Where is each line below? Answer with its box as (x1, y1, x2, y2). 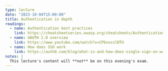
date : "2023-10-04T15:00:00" (5, 12, 66, 17)
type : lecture (5, 7, 35, 12)
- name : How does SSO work (9, 44, 66, 49)
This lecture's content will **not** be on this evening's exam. (9, 58, 149, 63)
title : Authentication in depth (5, 16, 72, 21)
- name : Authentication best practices (9, 26, 93, 31)
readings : (5, 21, 26, 26)
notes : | (5, 53, 23, 59)
